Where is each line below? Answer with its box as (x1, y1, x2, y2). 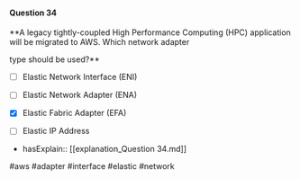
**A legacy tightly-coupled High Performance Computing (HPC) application (9, 27, 291, 38)
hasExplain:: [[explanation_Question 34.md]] (22, 144, 187, 155)
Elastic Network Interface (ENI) (22, 72, 138, 83)
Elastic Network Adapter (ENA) (22, 90, 138, 101)
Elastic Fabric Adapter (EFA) (22, 108, 127, 119)
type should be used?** (9, 54, 100, 65)
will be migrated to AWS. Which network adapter (9, 37, 190, 48)
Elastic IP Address (22, 126, 90, 137)
